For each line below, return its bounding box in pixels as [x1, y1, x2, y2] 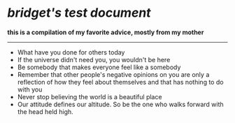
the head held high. [17, 107, 73, 116]
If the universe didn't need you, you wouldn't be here [17, 55, 171, 64]
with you [17, 85, 43, 94]
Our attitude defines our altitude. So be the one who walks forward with [17, 100, 224, 108]
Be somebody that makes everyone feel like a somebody [17, 63, 181, 71]
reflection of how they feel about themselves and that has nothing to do [17, 78, 224, 86]
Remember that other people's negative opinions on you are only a [17, 70, 210, 78]
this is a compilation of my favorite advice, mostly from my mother [7, 28, 204, 36]
